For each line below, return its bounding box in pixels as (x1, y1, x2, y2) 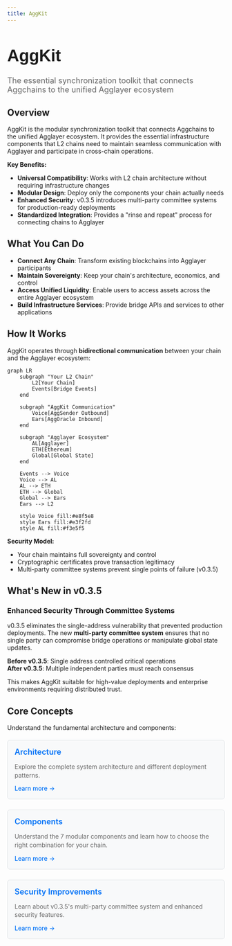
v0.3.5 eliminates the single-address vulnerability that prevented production (7, 621, 223, 630)
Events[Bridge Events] (32, 385, 97, 392)
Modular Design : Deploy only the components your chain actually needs (17, 188, 224, 197)
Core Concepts (7, 705, 74, 717)
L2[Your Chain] (32, 379, 76, 386)
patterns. (14, 771, 40, 779)
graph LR (7, 367, 32, 374)
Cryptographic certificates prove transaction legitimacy (17, 557, 175, 566)
